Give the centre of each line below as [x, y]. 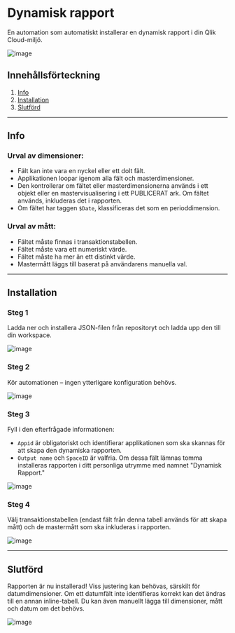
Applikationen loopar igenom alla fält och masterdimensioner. [106, 178]
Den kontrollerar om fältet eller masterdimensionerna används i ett [113, 186]
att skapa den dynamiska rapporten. [70, 451]
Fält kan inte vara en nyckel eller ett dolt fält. [81, 171]
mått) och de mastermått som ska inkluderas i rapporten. [89, 527]
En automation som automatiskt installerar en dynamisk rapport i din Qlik [112, 32]
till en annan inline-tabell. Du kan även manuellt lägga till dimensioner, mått [115, 601]
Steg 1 [18, 313]
